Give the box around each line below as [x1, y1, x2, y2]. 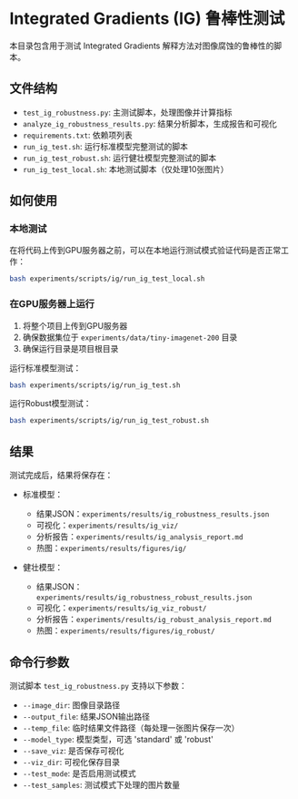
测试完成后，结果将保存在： [9, 470, 114, 481]
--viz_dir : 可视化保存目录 [22, 756, 121, 767]
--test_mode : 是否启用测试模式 [22, 767, 136, 779]
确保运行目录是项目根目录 [22, 343, 119, 353]
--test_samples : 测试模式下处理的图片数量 [22, 779, 181, 790]
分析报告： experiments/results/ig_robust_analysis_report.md [35, 614, 273, 625]
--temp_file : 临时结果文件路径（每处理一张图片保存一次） [22, 722, 240, 733]
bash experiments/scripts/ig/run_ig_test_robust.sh [9, 416, 209, 425]
